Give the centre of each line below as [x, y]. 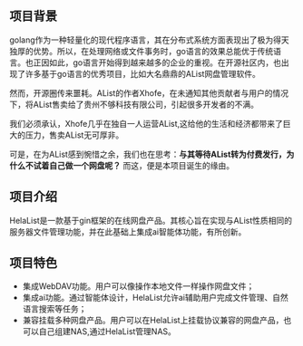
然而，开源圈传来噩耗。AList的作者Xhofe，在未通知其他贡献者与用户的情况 [149, 92]
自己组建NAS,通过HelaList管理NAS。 [108, 332]
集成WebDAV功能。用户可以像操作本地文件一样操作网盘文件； [138, 286]
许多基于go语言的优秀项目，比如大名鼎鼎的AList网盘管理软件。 [142, 73]
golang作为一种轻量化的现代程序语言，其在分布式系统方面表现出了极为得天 [150, 40]
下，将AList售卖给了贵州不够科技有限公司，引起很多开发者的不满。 [134, 104]
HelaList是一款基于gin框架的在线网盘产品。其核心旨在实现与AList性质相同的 [151, 220]
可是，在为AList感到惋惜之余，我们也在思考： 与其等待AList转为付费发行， [148, 154]
